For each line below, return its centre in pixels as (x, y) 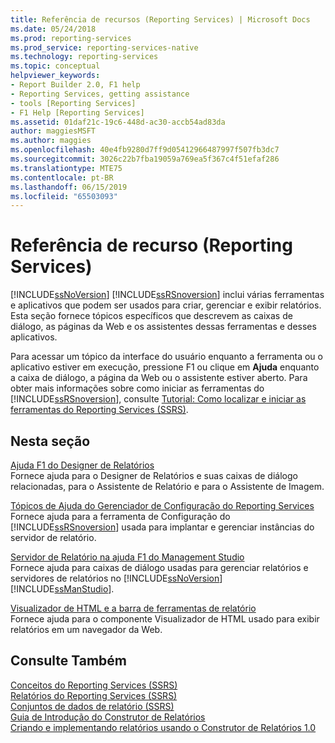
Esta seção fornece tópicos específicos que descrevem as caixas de (151, 316)
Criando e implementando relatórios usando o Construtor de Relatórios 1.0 (163, 727)
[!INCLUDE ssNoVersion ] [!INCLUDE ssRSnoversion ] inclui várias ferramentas (167, 295)
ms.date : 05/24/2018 (53, 29)
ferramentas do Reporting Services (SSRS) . (99, 410)
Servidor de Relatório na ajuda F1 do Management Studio (127, 557)
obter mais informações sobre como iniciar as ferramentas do (137, 388)
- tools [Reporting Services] (73, 103)
